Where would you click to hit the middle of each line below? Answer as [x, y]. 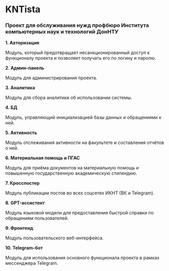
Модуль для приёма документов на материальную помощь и [72, 168]
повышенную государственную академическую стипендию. [71, 173]
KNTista [23, 9]
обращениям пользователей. [37, 218]
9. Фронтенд [19, 228]
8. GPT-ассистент [25, 203]
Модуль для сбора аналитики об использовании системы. [69, 97]
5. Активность [21, 133]
